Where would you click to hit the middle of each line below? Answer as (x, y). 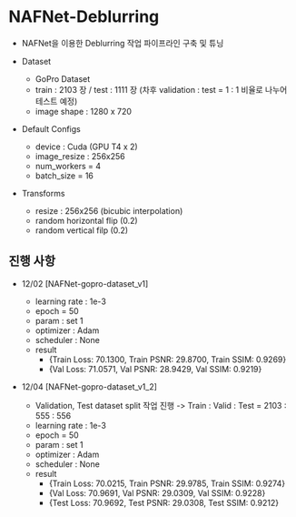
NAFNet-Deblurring (84, 17)
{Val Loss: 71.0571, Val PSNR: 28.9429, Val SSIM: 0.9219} (155, 369)
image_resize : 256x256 (80, 156)
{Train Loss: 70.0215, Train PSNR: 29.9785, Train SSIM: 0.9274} (167, 483)
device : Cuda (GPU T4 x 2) (86, 147)
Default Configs (51, 128)
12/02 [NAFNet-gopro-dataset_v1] (85, 283)
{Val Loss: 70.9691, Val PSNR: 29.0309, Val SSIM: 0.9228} (157, 492)
